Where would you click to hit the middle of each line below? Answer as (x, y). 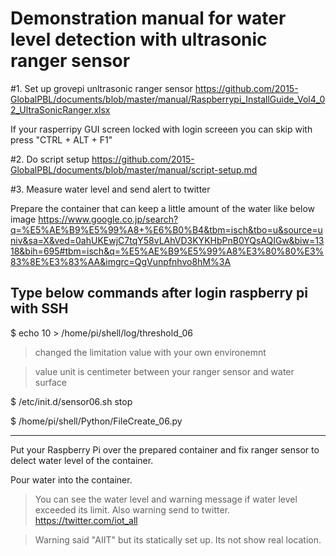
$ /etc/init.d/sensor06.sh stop (71, 401)
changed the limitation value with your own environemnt (150, 352)
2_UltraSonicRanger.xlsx (60, 109)
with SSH (39, 308)
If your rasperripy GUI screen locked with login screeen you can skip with (161, 129)
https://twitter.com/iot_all (86, 520)
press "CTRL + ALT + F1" (61, 139)
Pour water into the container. (71, 479)
